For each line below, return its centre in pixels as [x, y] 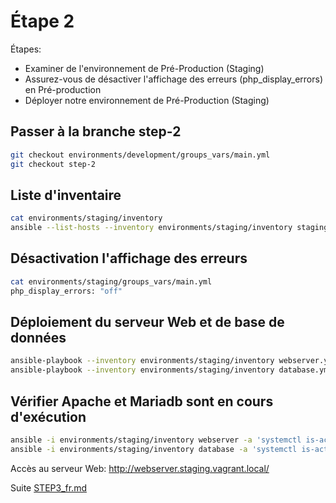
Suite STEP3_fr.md [48, 487]
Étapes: [26, 49]
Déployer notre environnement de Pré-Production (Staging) [147, 100]
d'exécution [48, 416]
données [38, 338]
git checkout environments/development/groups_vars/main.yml [140, 155]
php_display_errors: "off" [66, 291]
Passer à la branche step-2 [96, 131]
